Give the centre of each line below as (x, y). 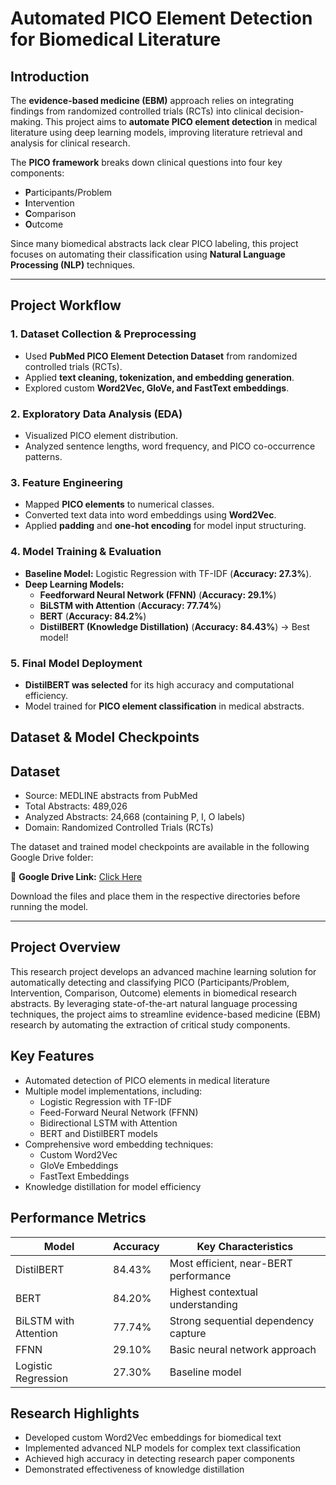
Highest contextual (213, 1292)
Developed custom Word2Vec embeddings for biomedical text (153, 1438)
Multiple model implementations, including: (113, 1091)
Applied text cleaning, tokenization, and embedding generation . (159, 377)
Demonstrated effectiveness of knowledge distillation (134, 1469)
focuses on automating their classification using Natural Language (148, 254)
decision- (284, 111)
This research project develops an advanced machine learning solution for (163, 971)
